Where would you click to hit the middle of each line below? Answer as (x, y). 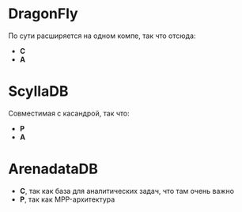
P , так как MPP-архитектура (67, 199)
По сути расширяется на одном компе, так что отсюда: (102, 36)
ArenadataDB (53, 169)
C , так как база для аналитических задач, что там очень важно (127, 191)
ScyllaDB (38, 91)
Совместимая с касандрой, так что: (69, 113)
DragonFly (43, 14)
